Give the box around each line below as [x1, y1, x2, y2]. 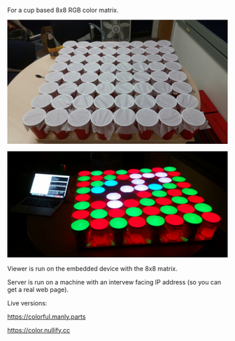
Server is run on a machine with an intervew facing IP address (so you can [7, 277, 222, 286]
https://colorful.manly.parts [7, 312, 86, 321]
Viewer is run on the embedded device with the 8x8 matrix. [7, 264, 178, 273]
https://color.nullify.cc [7, 326, 71, 334]
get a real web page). [7, 285, 69, 293]
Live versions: [7, 298, 48, 307]
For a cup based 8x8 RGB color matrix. [7, 6, 119, 14]
